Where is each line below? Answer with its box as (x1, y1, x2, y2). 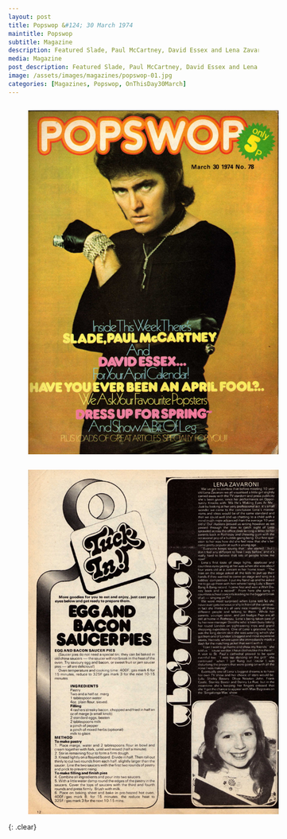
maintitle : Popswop (8, 29, 73, 37)
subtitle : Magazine (8, 38, 73, 46)
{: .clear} (8, 822, 37, 832)
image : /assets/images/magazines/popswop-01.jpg (8, 72, 173, 80)
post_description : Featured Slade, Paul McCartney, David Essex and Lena (8, 64, 258, 72)
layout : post (8, 13, 52, 21)
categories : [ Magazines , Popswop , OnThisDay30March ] (8, 80, 187, 87)
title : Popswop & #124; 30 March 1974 (8, 21, 134, 29)
